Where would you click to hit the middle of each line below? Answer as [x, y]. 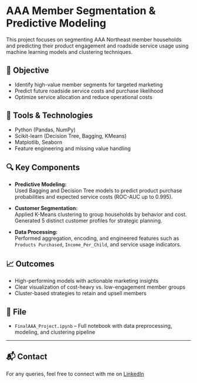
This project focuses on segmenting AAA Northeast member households [94, 39]
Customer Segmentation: [46, 208]
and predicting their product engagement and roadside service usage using [97, 46]
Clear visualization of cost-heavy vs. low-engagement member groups [100, 287]
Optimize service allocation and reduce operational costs [83, 97]
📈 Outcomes [30, 264]
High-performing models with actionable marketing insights [86, 281]
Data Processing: [36, 232]
